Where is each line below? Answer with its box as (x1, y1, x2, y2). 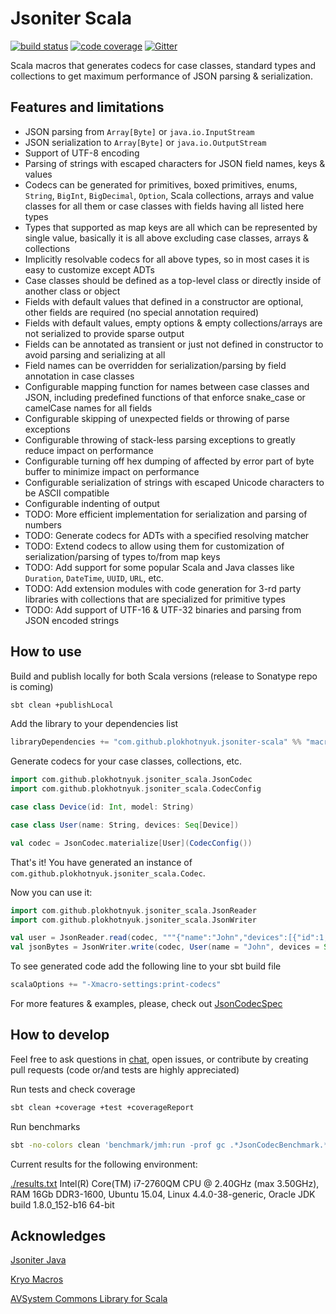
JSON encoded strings (24, 614, 120, 626)
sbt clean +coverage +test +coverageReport (10, 1102, 195, 1112)
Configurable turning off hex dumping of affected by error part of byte (24, 455, 315, 467)
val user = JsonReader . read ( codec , (10, 933, 159, 943)
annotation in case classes (24, 370, 135, 382)
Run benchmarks (10, 1120, 81, 1132)
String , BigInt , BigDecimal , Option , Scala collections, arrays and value (24, 189, 315, 201)
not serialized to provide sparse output (24, 327, 185, 339)
